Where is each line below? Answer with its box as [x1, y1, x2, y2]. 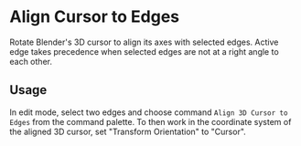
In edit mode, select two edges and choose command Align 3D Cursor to [9, 107, 288, 118]
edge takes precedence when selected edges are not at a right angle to [9, 46, 279, 57]
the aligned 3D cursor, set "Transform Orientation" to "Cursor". [9, 126, 247, 137]
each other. [9, 56, 53, 67]
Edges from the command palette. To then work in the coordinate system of [9, 116, 292, 127]
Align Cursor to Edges [9, 6, 180, 27]
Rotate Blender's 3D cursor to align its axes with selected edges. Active [9, 36, 279, 47]
